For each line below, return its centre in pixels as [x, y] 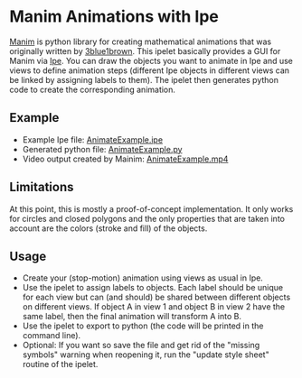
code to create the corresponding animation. [93, 89]
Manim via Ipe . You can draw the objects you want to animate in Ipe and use [151, 60]
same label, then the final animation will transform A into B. [132, 317]
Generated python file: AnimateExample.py [102, 149]
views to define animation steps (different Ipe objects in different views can [150, 70]
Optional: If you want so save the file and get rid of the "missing [141, 346]
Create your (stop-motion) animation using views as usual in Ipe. [143, 278]
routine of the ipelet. [60, 364]
